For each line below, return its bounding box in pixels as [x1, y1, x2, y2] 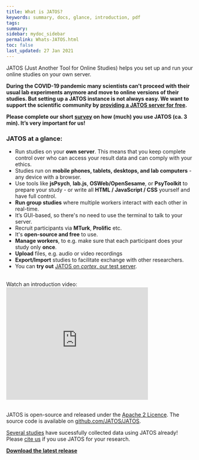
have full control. [14, 193, 57, 200]
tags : [6, 20, 20, 26]
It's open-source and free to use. [14, 231, 98, 238]
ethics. [14, 161, 32, 168]
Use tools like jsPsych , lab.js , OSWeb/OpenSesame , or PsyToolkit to [14, 180, 188, 187]
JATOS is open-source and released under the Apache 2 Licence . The [6, 411, 180, 419]
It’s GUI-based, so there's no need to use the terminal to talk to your [14, 212, 183, 219]
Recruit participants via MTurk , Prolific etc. [14, 224, 122, 231]
